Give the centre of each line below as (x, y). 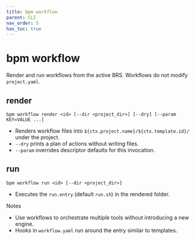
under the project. (37, 137)
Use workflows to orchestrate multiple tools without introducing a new (102, 217)
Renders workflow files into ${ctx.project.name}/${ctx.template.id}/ (102, 131)
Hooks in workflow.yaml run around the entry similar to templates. (96, 230)
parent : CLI (21, 17)
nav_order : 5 (23, 23)
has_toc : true (24, 29)
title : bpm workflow (32, 12)
